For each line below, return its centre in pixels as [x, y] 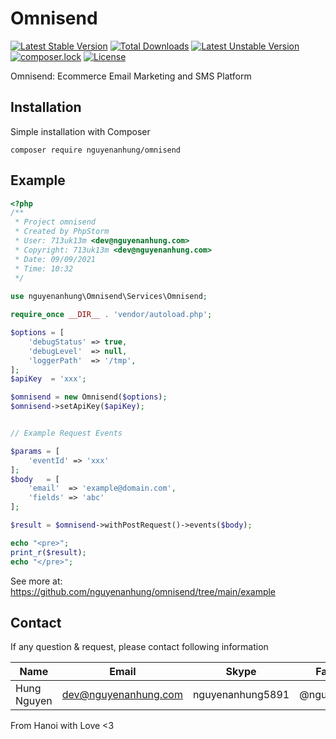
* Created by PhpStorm [62, 232]
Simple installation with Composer [80, 131]
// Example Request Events [66, 433]
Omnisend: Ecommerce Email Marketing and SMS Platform [131, 76]
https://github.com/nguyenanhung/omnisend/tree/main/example [143, 591]
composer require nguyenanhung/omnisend [96, 150]
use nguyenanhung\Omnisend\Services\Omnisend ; [109, 297]
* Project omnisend [55, 222]
